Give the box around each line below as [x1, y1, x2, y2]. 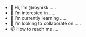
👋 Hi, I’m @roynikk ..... [10, 5, 56, 10]
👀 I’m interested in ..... [10, 10, 56, 16]
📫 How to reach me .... [10, 26, 59, 32]
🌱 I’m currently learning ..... [10, 15, 67, 21]
